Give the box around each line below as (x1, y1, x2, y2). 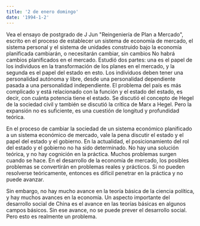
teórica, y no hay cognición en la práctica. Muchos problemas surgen (6, 150, 177, 157)
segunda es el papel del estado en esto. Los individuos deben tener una (6, 69, 183, 76)
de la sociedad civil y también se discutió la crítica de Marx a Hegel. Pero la (6, 100, 192, 108)
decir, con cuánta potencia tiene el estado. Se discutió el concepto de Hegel (6, 94, 194, 102)
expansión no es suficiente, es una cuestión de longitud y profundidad (6, 107, 180, 114)
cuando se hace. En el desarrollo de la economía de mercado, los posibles (6, 157, 189, 164)
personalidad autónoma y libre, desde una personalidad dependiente (6, 75, 176, 83)
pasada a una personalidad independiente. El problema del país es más (6, 81, 181, 88)
